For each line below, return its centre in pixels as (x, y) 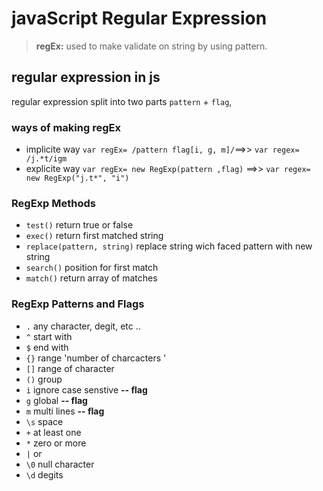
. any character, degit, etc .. (83, 326)
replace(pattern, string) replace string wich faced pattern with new (169, 246)
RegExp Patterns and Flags (78, 304)
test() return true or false (79, 225)
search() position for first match (92, 268)
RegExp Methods (53, 203)
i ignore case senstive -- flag (86, 389)
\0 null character (60, 464)
